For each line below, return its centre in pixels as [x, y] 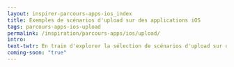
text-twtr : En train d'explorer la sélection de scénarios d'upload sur [115, 46]
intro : [17, 40]
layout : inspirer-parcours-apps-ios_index [70, 14]
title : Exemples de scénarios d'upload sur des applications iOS [104, 20]
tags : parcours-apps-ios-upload [54, 27]
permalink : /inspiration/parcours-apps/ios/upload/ [84, 33]
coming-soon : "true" [37, 53]
